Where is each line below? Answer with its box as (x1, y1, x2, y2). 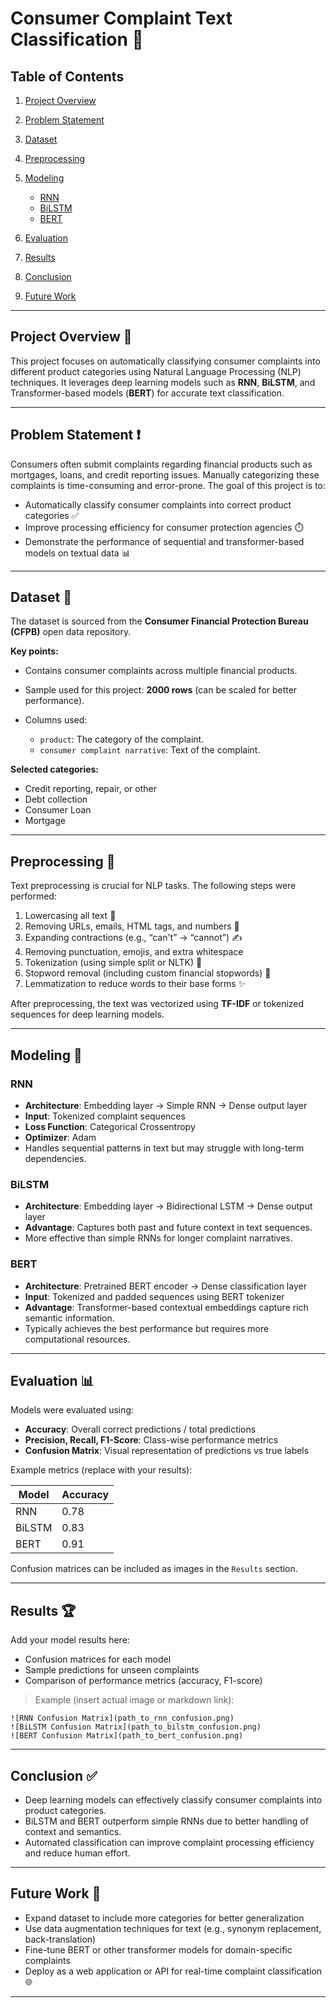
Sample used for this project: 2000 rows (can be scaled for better (24, 684, 298, 696)
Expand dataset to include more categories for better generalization (24, 1912, 305, 1924)
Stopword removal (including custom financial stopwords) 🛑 (24, 967, 272, 979)
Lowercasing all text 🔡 (24, 910, 117, 922)
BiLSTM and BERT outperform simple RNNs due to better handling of (24, 1815, 309, 1827)
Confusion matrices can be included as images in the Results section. (10, 1563, 298, 1575)
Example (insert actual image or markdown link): (34, 1694, 235, 1706)
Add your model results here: (10, 1634, 130, 1646)
